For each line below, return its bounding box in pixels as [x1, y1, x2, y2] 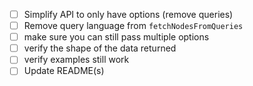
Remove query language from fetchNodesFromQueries [23, 20, 244, 32]
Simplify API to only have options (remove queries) [23, 9, 234, 20]
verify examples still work [23, 54, 130, 66]
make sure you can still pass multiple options [23, 31, 210, 43]
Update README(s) [23, 65, 105, 77]
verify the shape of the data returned [23, 42, 177, 54]
